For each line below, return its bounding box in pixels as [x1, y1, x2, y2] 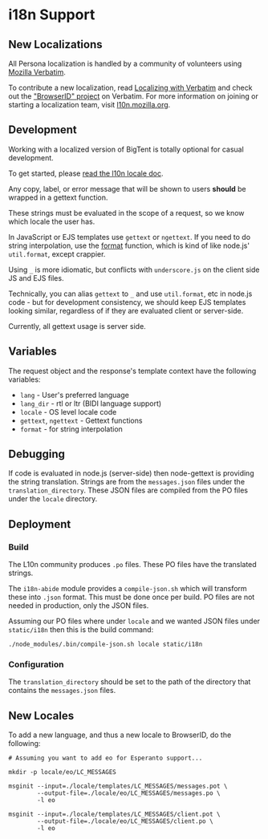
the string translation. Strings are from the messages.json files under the [8, 477, 246, 487]
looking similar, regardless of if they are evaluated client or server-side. [8, 306, 244, 315]
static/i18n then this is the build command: [8, 625, 154, 634]
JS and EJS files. [8, 273, 64, 282]
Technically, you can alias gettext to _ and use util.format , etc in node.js [8, 289, 253, 298]
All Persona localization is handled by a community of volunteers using [8, 59, 242, 68]
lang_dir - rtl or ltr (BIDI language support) [19, 399, 162, 408]
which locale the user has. [8, 217, 95, 226]
